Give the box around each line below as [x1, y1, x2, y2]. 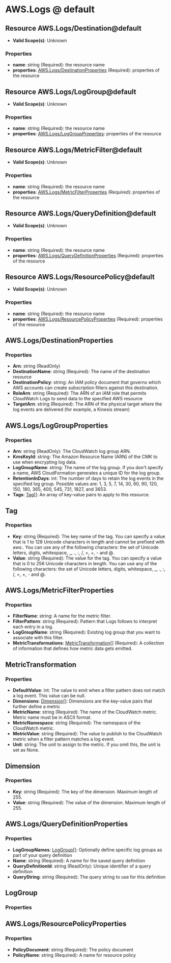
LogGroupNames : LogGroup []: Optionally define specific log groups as [12, 847, 162, 853]
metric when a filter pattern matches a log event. [12, 736, 115, 742]
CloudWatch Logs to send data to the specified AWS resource [12, 396, 143, 402]
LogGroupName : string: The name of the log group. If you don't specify [12, 465, 163, 471]
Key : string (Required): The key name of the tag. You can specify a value [12, 533, 165, 539]
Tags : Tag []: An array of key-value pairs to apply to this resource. [12, 492, 150, 498]
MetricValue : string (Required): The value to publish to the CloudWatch [12, 731, 162, 737]
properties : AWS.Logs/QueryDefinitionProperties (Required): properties [12, 252, 164, 258]
